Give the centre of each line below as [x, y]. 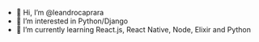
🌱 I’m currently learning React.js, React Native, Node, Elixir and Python [133, 29]
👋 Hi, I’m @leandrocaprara [60, 13]
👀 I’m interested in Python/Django [72, 21]
